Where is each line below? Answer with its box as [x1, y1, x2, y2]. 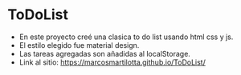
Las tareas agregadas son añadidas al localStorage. [18, 49, 190, 58]
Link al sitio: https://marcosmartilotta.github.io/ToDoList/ [18, 57, 206, 67]
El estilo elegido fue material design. [18, 40, 140, 49]
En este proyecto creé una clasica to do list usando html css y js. [18, 32, 234, 41]
